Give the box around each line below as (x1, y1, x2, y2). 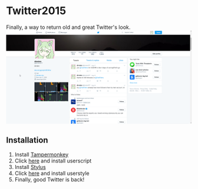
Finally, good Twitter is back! (14, 175, 84, 183)
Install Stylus (14, 163, 46, 170)
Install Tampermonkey (14, 151, 69, 158)
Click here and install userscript (14, 157, 92, 164)
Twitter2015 (6, 4, 67, 18)
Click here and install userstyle (14, 170, 90, 177)
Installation (6, 135, 48, 145)
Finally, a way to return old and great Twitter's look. (6, 24, 131, 31)
